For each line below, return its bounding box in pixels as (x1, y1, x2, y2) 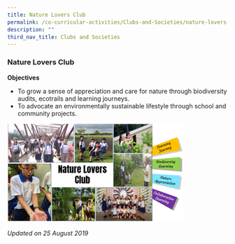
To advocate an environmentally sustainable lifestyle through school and (17, 101, 227, 110)
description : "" (7, 26, 55, 33)
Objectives (7, 73, 40, 82)
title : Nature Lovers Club (7, 11, 86, 18)
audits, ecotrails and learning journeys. (17, 94, 130, 103)
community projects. (17, 109, 77, 117)
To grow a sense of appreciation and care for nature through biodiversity (17, 87, 227, 95)
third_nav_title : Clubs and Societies (7, 34, 120, 41)
